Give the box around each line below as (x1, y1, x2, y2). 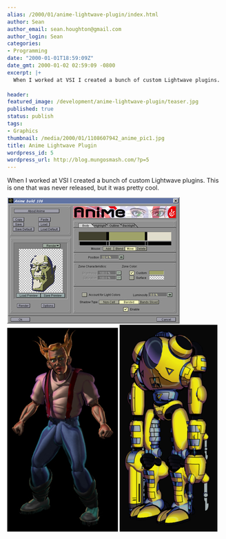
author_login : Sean (7, 33, 63, 40)
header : (7, 91, 30, 98)
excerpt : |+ (7, 69, 41, 76)
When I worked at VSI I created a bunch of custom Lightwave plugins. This (7, 176, 219, 185)
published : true (7, 105, 54, 113)
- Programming (7, 48, 48, 54)
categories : (7, 40, 41, 48)
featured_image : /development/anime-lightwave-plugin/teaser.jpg (7, 99, 198, 105)
